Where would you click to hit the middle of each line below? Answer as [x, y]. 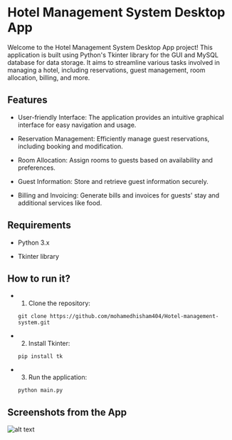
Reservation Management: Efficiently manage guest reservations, [114, 138]
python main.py [40, 390]
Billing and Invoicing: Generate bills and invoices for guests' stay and [118, 195]
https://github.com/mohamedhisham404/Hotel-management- [134, 317]
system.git [34, 323]
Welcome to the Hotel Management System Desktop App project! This [110, 47]
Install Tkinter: [49, 344]
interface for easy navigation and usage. [77, 125]
